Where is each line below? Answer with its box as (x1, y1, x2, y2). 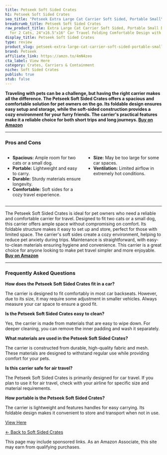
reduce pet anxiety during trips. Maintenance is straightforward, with (5, 237, 146, 243)
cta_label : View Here (5, 58, 50, 63)
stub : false (5, 77, 30, 82)
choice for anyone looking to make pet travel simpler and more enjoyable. (5, 247, 156, 254)
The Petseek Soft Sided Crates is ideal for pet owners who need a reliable (5, 210, 157, 216)
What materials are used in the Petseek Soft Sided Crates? (5, 335, 128, 341)
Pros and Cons (5, 139, 41, 146)
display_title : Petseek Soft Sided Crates (5, 35, 94, 40)
